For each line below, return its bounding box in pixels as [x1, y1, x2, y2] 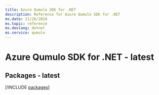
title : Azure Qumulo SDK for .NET [5, 7, 77, 12]
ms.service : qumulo [5, 30, 45, 35]
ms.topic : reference [5, 21, 48, 26]
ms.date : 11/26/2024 [5, 16, 48, 21]
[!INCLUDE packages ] [5, 85, 50, 90]
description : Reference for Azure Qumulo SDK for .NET [5, 12, 120, 17]
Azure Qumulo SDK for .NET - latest [5, 51, 155, 63]
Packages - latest [5, 71, 60, 80]
